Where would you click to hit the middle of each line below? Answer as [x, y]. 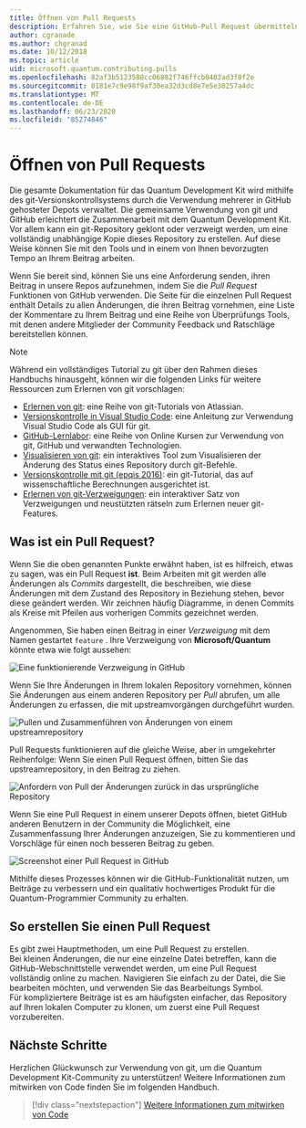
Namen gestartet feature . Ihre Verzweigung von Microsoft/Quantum [140, 639]
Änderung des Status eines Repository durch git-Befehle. [130, 465]
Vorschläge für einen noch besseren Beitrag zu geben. [112, 843]
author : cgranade [42, 35]
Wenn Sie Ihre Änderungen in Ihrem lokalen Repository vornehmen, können [151, 685]
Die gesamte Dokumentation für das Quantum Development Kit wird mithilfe [152, 190]
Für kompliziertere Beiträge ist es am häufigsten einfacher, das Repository [148, 997]
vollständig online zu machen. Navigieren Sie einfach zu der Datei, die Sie [148, 977]
